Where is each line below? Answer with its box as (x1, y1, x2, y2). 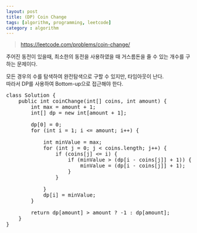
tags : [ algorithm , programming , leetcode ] (6, 19, 111, 25)
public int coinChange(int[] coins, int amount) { (18, 98, 167, 104)
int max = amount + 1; (30, 104, 96, 110)
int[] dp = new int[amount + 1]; (30, 110, 127, 116)
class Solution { (6, 92, 56, 99)
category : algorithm (6, 25, 59, 31)
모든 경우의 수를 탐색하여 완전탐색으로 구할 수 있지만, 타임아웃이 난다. (6, 73, 164, 80)
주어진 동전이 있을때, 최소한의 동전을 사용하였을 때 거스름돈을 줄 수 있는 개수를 (6, 53, 185, 60)
